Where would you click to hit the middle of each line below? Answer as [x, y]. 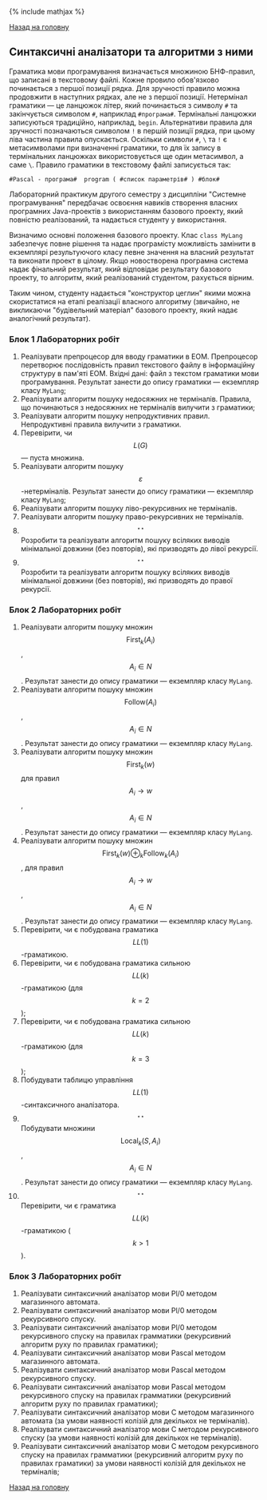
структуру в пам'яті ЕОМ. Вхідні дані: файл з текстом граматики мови [140, 374]
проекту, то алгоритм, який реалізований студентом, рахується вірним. [132, 277]
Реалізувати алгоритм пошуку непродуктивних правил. [115, 416]
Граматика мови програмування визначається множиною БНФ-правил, [132, 71]
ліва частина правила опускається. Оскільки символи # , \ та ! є [118, 139]
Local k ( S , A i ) [140, 1142]
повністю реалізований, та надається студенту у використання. [118, 220]
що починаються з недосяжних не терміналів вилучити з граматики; [138, 407]
